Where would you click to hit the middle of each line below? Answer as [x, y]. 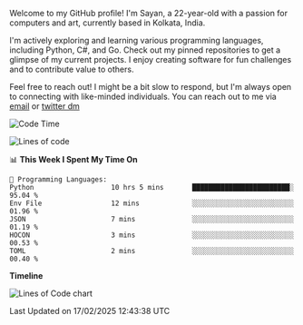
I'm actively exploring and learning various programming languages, [137, 40]
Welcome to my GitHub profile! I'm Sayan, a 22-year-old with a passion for [149, 13]
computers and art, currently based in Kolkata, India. [108, 23]
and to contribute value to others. [72, 69]
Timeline [26, 276]
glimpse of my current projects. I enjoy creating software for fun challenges [151, 59]
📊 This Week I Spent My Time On [73, 159]
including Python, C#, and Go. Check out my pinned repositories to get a [145, 50]
